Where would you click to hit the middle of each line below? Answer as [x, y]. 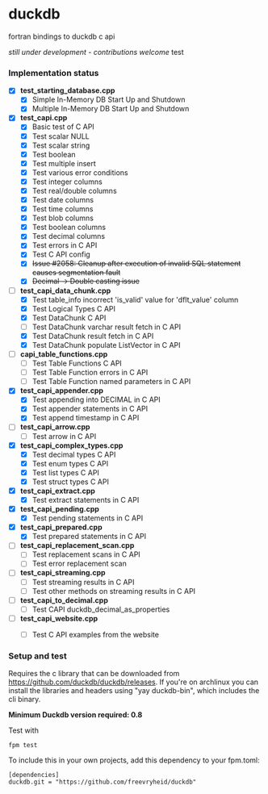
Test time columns [63, 209]
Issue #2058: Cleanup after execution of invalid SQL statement [136, 264]
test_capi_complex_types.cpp [71, 445]
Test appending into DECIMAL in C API [96, 399]
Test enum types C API [70, 463]
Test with [23, 730]
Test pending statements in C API [88, 518]
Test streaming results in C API [83, 582]
